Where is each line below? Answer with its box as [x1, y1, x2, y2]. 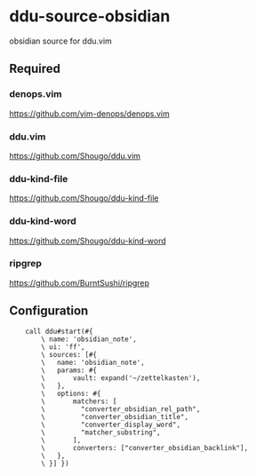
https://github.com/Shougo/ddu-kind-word [9, 235, 166, 246]
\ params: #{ [41, 366, 98, 375]
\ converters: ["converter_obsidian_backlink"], [41, 443, 249, 452]
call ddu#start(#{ [25, 327, 93, 336]
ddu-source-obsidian [9, 6, 171, 27]
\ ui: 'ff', [41, 342, 86, 352]
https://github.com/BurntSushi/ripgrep [9, 277, 149, 288]
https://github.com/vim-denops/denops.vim [9, 108, 171, 119]
